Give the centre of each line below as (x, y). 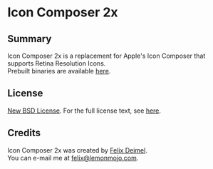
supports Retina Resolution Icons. (57, 63)
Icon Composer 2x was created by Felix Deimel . (77, 150)
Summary (30, 39)
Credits (24, 133)
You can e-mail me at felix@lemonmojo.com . (73, 158)
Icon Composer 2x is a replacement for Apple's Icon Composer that (106, 56)
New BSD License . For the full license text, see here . (84, 111)
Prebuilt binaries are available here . (59, 71)
